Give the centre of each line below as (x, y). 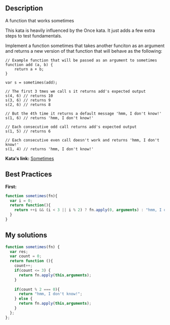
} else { (24, 299)
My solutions (26, 235)
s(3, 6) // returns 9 (28, 100)
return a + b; (29, 69)
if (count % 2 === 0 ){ (37, 289)
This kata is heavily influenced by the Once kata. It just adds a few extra (80, 30)
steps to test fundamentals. (34, 35)
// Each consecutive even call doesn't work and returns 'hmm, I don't (82, 140)
